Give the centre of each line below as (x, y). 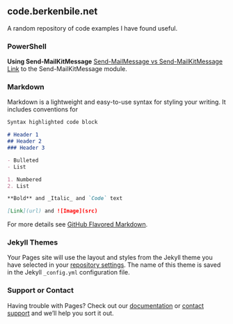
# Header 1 (23, 135)
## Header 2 (24, 141)
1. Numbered (24, 179)
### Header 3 (26, 148)
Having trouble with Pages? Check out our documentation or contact (105, 305)
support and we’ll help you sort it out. (61, 313)
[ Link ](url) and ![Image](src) (53, 211)
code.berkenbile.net (53, 11)
